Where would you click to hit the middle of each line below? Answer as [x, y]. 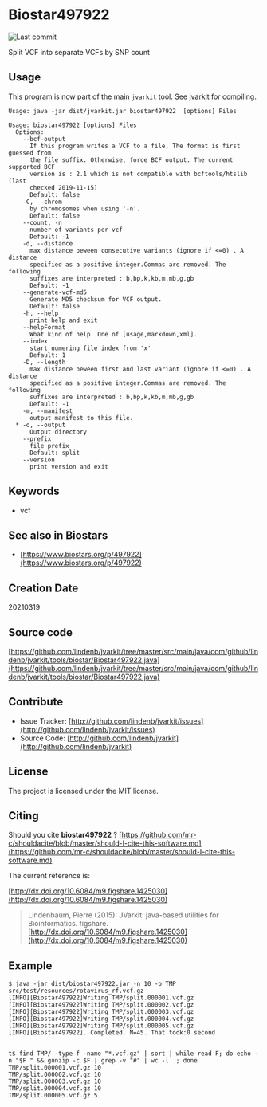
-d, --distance [48, 243]
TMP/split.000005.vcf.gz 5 [53, 1096]
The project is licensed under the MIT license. [84, 791]
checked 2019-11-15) [63, 188]
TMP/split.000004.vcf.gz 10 [55, 1089]
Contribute [36, 702]
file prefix [49, 446]
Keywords [34, 491]
